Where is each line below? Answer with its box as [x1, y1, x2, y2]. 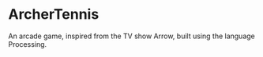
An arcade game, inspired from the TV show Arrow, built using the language [8, 31, 255, 41]
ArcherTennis [8, 5, 100, 23]
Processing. [8, 39, 47, 48]
